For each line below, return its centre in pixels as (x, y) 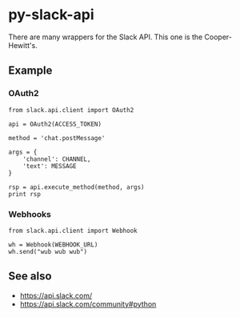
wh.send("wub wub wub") (48, 251)
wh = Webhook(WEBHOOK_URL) (53, 245)
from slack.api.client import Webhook (73, 231)
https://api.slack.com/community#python (88, 304)
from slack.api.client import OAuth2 (71, 110)
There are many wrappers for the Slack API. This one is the (106, 37)
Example (30, 71)
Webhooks (30, 214)
